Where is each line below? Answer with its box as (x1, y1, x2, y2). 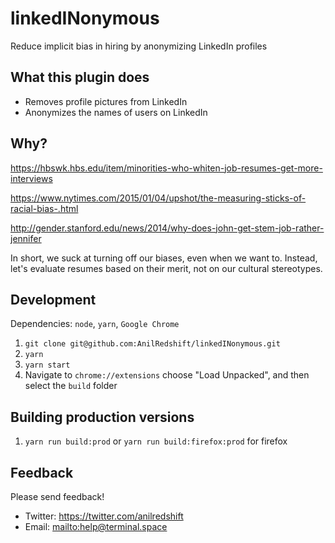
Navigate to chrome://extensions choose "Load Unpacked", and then (24, 369, 310, 381)
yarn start (24, 360, 71, 371)
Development (10, 291, 97, 308)
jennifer (10, 232, 42, 244)
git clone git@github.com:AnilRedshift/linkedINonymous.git (24, 339, 281, 349)
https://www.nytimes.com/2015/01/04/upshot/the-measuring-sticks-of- (10, 192, 307, 204)
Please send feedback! (10, 491, 105, 502)
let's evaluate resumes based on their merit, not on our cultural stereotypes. (10, 262, 323, 274)
